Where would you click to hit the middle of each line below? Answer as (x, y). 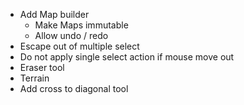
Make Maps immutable (81, 25)
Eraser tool (42, 67)
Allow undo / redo (71, 35)
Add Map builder (54, 14)
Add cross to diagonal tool (74, 88)
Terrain (34, 78)
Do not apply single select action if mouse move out (127, 57)
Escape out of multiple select (79, 46)
